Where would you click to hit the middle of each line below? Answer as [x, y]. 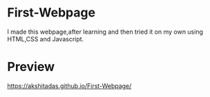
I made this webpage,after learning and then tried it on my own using [105, 32]
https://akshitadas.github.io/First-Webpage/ [69, 86]
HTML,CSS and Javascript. [46, 39]
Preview [31, 67]
